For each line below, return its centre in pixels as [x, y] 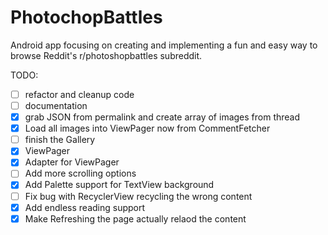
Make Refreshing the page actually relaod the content [135, 218]
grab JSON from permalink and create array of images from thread [162, 117]
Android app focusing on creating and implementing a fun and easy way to [164, 45]
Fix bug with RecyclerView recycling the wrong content [138, 196]
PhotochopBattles [86, 17]
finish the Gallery [60, 140]
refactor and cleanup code [79, 94]
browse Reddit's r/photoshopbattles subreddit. [106, 55]
